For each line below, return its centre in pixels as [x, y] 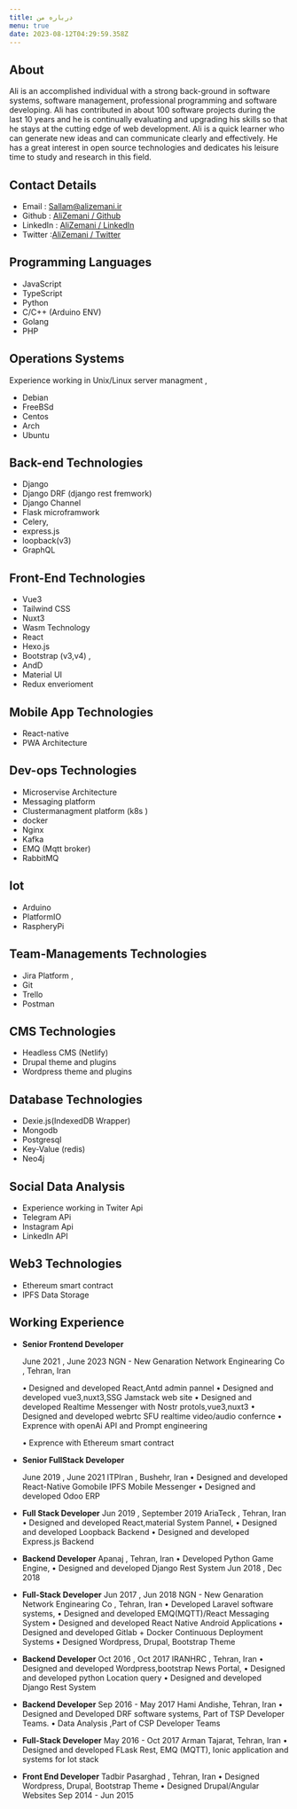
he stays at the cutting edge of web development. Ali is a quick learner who [147, 129]
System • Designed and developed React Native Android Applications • [152, 1623]
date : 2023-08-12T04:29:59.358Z [69, 34]
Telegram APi [47, 1217]
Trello [32, 994]
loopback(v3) [47, 541]
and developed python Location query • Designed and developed [142, 1678]
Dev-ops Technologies [73, 771]
